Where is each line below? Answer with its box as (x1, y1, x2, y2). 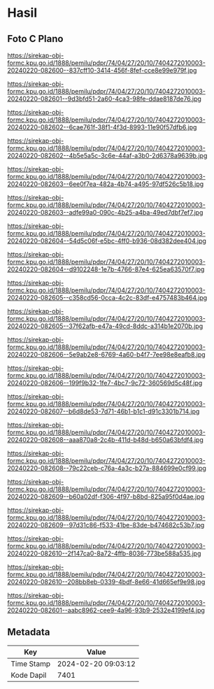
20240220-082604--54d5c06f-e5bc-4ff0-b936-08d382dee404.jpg (7, 236, 206, 245)
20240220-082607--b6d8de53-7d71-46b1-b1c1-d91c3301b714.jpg (7, 407, 200, 415)
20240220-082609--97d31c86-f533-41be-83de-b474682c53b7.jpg (7, 521, 205, 529)
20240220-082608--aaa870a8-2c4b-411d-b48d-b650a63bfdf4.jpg (7, 436, 204, 443)
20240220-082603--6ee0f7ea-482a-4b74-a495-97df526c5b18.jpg (7, 180, 204, 188)
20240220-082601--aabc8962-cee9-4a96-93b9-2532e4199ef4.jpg (7, 606, 205, 614)
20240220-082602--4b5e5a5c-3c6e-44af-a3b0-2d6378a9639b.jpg (7, 152, 208, 159)
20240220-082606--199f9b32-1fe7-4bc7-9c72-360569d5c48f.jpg (7, 379, 203, 387)
